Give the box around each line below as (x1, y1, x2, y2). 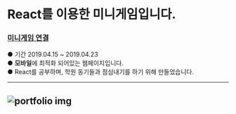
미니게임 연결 (7, 33, 49, 43)
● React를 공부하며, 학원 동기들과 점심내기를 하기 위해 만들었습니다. (7, 68, 195, 76)
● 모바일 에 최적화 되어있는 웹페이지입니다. (7, 59, 124, 67)
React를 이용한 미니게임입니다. (7, 6, 176, 22)
